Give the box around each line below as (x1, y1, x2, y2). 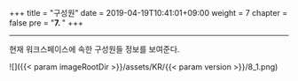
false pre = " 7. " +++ (9, 18, 84, 28)
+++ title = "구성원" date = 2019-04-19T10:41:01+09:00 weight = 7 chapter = (9, 8, 288, 18)
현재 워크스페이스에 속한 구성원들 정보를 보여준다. (9, 44, 180, 55)
